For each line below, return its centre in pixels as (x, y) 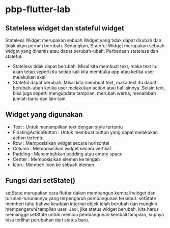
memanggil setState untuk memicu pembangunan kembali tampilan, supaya (85, 214)
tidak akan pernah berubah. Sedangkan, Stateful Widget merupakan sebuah (85, 46)
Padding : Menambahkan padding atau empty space (67, 154)
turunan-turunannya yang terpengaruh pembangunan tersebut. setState (81, 198)
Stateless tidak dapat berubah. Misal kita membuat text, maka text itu (85, 66)
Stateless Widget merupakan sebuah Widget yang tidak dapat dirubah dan (83, 40)
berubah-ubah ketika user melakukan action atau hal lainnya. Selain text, (89, 88)
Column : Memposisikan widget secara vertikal (62, 148)
